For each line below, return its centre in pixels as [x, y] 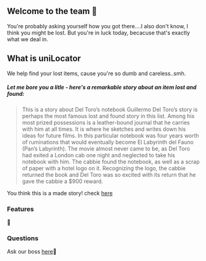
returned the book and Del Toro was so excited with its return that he [109, 174]
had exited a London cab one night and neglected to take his [98, 155]
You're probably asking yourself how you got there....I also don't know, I [98, 26]
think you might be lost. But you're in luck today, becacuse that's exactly [99, 33]
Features [21, 209]
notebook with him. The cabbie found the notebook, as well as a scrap [111, 162]
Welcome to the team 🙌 [52, 11]
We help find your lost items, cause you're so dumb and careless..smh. [97, 73]
